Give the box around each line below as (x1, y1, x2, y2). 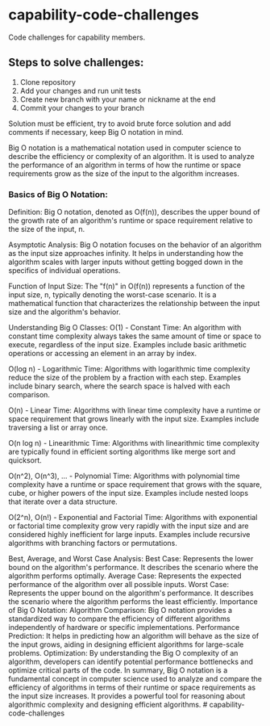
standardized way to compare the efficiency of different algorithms (8, 614, 231, 623)
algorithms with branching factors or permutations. (8, 539, 177, 548)
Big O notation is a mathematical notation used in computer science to (8, 143, 242, 153)
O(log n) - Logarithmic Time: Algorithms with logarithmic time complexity (8, 364, 251, 374)
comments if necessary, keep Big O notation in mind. (8, 127, 184, 136)
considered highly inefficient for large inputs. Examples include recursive (8, 530, 251, 539)
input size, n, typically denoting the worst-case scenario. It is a (8, 290, 217, 300)
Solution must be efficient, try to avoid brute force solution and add (8, 119, 231, 128)
